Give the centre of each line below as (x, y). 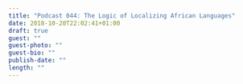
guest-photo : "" (35, 46)
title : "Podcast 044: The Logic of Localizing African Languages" (122, 16)
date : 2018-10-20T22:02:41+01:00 (64, 23)
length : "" (27, 68)
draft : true (28, 30)
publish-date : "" (37, 61)
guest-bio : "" (32, 53)
